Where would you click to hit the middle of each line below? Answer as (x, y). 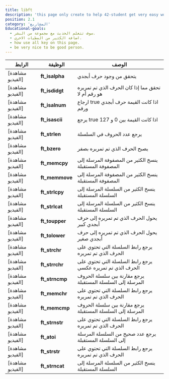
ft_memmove (57, 177)
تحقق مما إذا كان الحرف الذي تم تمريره (119, 87)
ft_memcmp (55, 308)
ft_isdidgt (52, 90)
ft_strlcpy (52, 192)
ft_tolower (53, 235)
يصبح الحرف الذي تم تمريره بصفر (113, 148)
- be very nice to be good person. (47, 47)
